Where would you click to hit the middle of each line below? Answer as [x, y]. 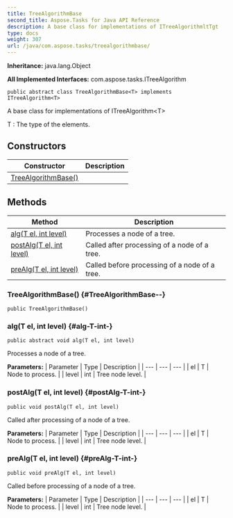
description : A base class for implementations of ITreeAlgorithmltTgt [113, 26]
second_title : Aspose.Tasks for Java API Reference [83, 20]
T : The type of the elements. [49, 124]
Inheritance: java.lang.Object [49, 66]
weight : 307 [24, 40]
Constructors [37, 146]
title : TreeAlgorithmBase [44, 14]
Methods [27, 202]
